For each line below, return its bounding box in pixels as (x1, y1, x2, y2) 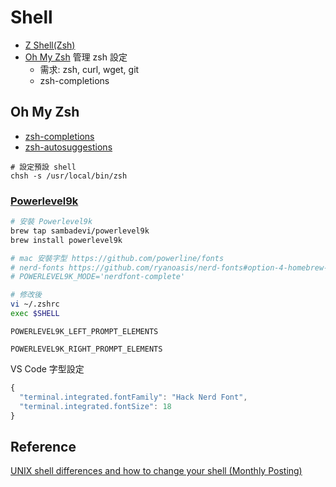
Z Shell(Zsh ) (24, 39, 76, 51)
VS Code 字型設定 (10, 362, 85, 375)
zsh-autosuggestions (24, 141, 113, 153)
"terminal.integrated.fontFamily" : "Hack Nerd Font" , (19, 392, 248, 402)
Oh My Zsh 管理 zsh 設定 (24, 51, 128, 63)
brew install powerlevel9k (10, 235, 123, 245)
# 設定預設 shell (10, 162, 77, 172)
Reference (10, 438, 77, 455)
